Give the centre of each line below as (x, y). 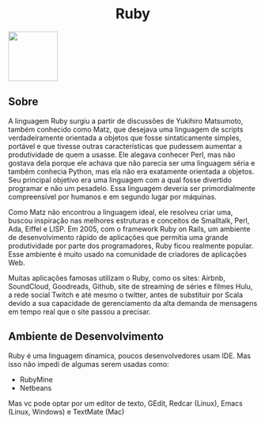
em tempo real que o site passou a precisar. (79, 311)
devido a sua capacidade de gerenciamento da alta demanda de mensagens (133, 303)
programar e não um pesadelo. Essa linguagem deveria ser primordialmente (132, 188)
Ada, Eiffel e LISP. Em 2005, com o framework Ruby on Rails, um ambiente (129, 229)
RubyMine (36, 379)
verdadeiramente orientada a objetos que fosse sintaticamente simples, (125, 138)
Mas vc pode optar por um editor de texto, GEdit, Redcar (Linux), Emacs (125, 403)
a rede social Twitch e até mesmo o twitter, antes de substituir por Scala (126, 295)
